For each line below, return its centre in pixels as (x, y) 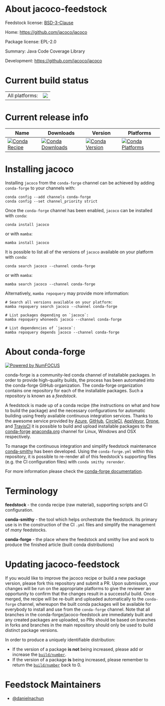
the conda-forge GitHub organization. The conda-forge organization (74, 385)
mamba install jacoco (27, 243)
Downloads (61, 133)
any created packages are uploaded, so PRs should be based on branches (81, 620)
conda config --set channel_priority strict (51, 201)
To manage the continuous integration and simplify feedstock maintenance (81, 446)
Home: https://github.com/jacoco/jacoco (46, 32)
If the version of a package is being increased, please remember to (80, 659)
